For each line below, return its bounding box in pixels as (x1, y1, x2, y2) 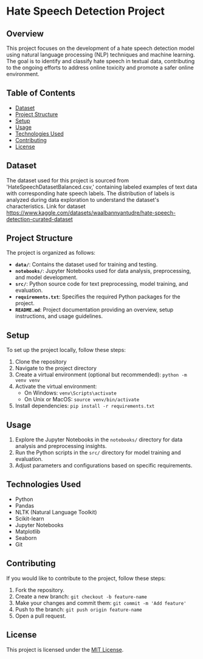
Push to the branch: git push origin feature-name (15, 606, 143, 613)
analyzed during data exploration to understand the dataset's (6, 196, 160, 203)
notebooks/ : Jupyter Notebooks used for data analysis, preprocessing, (15, 267, 191, 275)
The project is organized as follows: (6, 249, 96, 257)
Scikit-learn (15, 515, 44, 522)
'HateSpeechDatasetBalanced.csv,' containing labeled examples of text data (6, 183, 198, 190)
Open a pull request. (15, 612, 67, 619)
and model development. (15, 274, 78, 281)
